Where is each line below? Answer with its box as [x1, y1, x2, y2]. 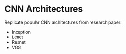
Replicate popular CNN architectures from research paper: [4, 19, 122, 25]
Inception [11, 29, 31, 35]
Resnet [11, 39, 26, 45]
